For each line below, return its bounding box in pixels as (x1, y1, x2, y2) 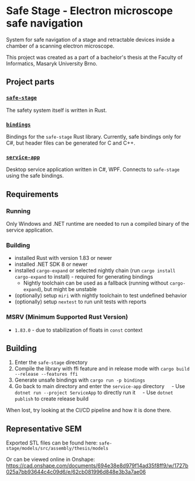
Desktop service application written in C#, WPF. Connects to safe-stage (6, 166, 180, 173)
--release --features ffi (14, 372, 78, 378)
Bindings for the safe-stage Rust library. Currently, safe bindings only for (6, 133, 182, 140)
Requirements (6, 189, 59, 199)
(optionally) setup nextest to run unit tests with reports (14, 298, 146, 305)
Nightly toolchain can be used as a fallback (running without (23, 279, 169, 286)
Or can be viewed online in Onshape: (6, 456, 95, 463)
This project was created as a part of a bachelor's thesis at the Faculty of (6, 54, 183, 61)
